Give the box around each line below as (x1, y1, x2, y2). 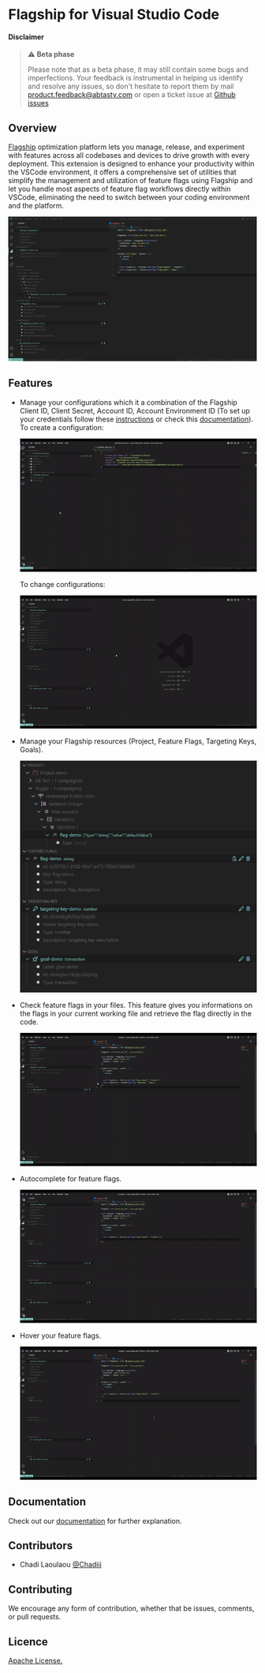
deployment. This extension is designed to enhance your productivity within (8, 159, 255, 169)
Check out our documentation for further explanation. (8, 1516, 183, 1525)
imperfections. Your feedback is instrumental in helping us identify (27, 73, 244, 83)
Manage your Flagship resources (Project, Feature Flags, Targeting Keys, (19, 736, 257, 747)
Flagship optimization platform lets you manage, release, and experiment (8, 142, 245, 152)
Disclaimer (8, 32, 45, 41)
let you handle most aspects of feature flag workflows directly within (8, 184, 231, 194)
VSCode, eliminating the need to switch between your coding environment (8, 193, 250, 202)
